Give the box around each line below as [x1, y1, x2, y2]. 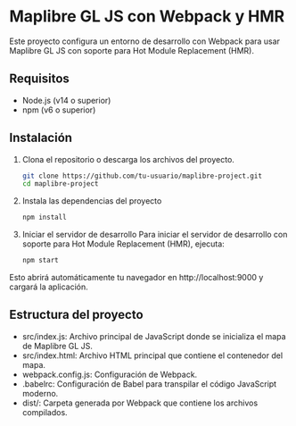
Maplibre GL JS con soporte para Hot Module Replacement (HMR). [9, 45, 254, 55]
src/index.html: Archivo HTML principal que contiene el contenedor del [21, 350, 284, 361]
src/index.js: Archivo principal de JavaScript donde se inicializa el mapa [21, 330, 287, 341]
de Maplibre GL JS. [21, 340, 94, 351]
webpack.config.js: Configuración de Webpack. [21, 369, 198, 380]
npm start [21, 256, 60, 265]
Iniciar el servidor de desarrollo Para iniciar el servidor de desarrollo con [21, 230, 288, 240]
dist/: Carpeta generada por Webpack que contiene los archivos [21, 397, 259, 408]
